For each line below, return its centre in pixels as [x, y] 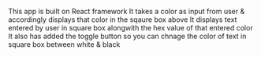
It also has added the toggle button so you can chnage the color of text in [127, 36]
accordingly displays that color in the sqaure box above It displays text [123, 20]
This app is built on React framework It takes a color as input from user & [127, 11]
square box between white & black [64, 45]
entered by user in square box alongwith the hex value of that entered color [131, 28]
